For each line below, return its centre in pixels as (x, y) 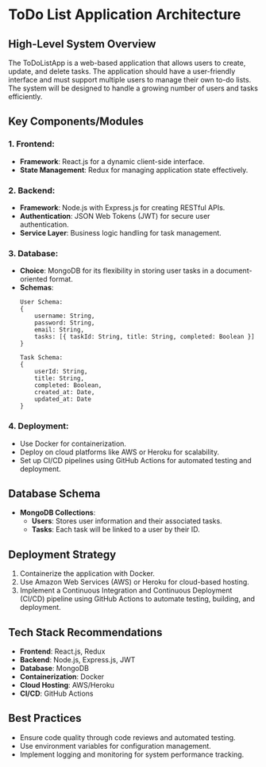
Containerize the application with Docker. (87, 573)
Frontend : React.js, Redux (62, 651)
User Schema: (41, 302)
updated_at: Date (63, 399)
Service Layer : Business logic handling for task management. (121, 232)
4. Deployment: (39, 426)
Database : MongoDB (54, 669)
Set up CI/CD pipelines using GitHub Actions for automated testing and (135, 460)
